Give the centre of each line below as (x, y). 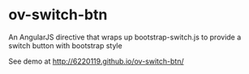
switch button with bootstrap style (66, 45)
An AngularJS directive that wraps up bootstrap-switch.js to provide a (125, 37)
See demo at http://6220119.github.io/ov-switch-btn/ (96, 61)
